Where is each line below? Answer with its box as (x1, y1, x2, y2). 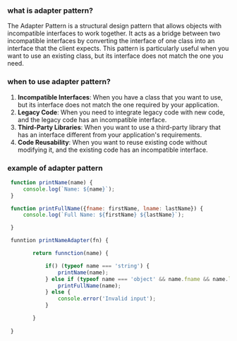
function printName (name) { (10, 179, 93, 186)
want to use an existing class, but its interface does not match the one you (7, 52, 224, 60)
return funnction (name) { (32, 250, 109, 257)
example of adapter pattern (7, 163, 104, 173)
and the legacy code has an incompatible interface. (17, 115, 167, 124)
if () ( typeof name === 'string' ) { (44, 262, 150, 270)
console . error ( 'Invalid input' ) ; (57, 295, 157, 302)
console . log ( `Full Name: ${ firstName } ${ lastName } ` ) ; (23, 211, 185, 219)
